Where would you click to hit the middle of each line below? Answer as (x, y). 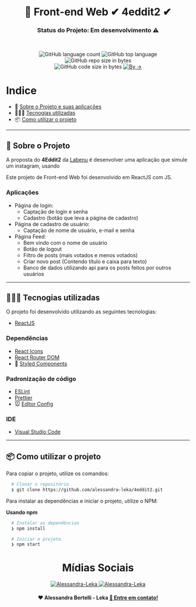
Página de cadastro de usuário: (52, 224)
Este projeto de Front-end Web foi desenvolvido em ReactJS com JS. (89, 178)
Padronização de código (41, 378)
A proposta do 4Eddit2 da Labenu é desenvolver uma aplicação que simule (97, 160)
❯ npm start (26, 544)
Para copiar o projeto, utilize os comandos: (57, 473)
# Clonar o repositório (40, 485)
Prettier (23, 397)
